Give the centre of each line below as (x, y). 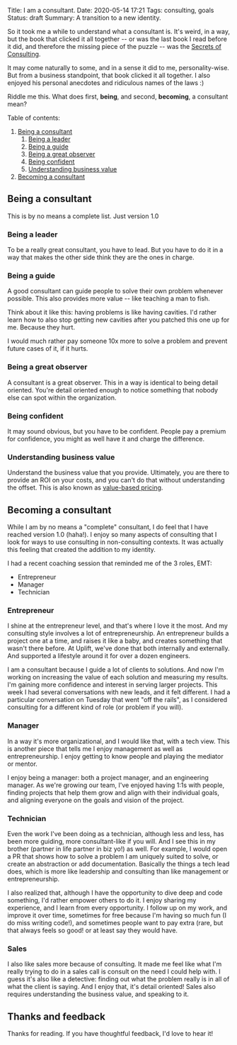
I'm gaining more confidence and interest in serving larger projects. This (112, 685)
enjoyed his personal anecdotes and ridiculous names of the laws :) (106, 83)
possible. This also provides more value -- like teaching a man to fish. (109, 299)
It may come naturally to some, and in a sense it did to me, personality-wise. (118, 68)
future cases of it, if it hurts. (48, 349)
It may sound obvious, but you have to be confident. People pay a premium (117, 431)
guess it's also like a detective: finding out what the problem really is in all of (118, 979)
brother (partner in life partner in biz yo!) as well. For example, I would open (117, 849)
